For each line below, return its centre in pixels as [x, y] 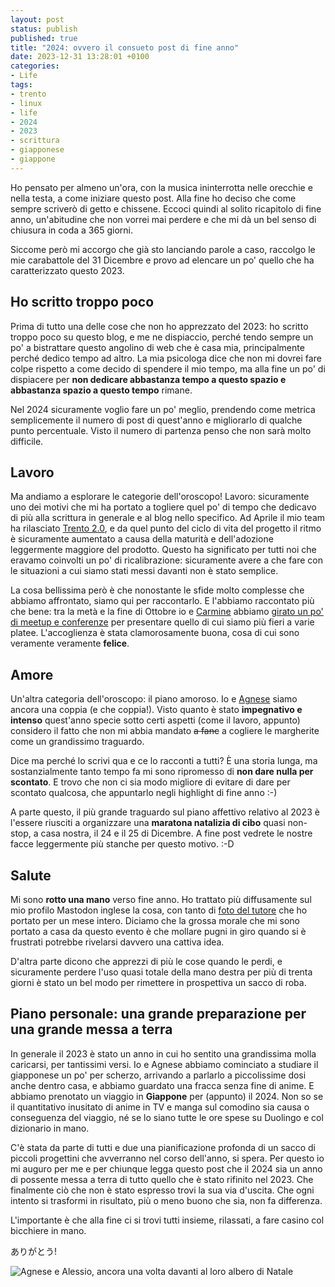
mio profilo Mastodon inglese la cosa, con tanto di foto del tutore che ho [159, 910]
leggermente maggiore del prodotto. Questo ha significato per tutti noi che [163, 550]
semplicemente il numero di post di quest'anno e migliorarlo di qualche [156, 420]
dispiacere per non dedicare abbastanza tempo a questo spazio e [148, 379]
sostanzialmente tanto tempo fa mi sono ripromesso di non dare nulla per [162, 772]
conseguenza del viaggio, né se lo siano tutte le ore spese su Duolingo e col [167, 1117]
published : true [44, 38]
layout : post [37, 19]
